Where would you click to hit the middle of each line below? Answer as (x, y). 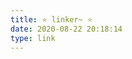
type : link (33, 38)
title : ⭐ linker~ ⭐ (51, 19)
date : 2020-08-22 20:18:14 (66, 29)
